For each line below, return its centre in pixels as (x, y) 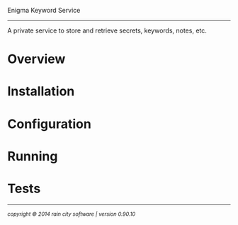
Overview (36, 59)
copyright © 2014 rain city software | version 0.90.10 (72, 214)
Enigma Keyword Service (44, 10)
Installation (41, 92)
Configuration (50, 124)
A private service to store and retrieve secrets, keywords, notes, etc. (107, 30)
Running (33, 156)
